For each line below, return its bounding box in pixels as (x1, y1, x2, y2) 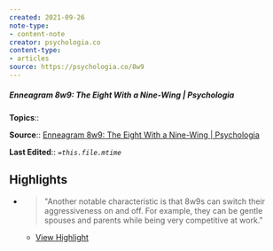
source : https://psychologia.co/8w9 (9, 63, 144, 72)
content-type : (9, 46, 62, 55)
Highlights (9, 172, 68, 187)
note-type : (9, 21, 50, 30)
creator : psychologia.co (9, 37, 101, 47)
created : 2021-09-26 (9, 12, 86, 22)
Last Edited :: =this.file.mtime (9, 146, 122, 157)
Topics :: (9, 112, 40, 122)
